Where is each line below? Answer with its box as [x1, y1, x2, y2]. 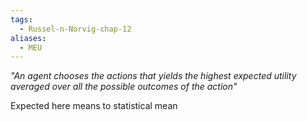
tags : [10, 14, 33, 25]
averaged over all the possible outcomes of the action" [10, 81, 238, 93]
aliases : [10, 33, 47, 43]
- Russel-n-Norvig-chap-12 [19, 24, 132, 34]
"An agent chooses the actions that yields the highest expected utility [10, 70, 297, 82]
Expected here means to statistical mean [10, 100, 178, 112]
